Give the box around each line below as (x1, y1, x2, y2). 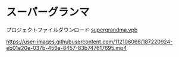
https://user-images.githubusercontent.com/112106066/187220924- (6, 38, 173, 45)
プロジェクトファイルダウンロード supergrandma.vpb (6, 26, 138, 33)
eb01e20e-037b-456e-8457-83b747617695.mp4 (6, 44, 127, 51)
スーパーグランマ (6, 5, 90, 19)
